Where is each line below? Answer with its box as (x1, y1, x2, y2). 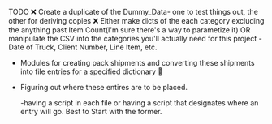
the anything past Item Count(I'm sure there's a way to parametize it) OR (8, 25, 251, 35)
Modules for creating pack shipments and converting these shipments (19, 58, 255, 67)
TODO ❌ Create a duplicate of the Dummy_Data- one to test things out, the (8, 7, 258, 16)
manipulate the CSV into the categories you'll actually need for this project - (8, 34, 262, 43)
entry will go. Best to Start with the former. (19, 107, 162, 116)
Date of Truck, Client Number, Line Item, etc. (8, 42, 158, 52)
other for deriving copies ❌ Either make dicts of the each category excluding (8, 16, 265, 25)
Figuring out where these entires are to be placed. (19, 83, 188, 92)
